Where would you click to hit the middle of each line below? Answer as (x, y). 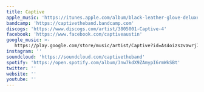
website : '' (21, 74)
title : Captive (25, 12)
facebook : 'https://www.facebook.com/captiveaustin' (74, 34)
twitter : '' (21, 68)
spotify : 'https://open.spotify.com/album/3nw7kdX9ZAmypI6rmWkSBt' (93, 62)
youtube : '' (21, 79)
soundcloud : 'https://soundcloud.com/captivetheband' (76, 57)
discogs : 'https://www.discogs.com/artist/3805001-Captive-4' (87, 29)
